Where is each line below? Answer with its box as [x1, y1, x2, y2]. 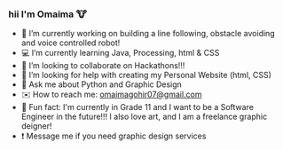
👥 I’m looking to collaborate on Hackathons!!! [20, 60, 185, 71]
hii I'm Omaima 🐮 [8, 8, 87, 20]
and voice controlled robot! [20, 37, 121, 48]
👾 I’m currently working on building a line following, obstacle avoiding [20, 28, 276, 39]
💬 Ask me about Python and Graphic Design [20, 79, 183, 90]
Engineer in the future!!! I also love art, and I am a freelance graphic [20, 111, 268, 122]
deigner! [20, 121, 52, 131]
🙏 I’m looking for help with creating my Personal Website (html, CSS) [20, 70, 272, 81]
